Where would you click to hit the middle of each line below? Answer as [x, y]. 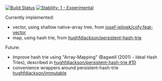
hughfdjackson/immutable [39, 73]
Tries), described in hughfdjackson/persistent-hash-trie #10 [74, 62]
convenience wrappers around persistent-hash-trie [65, 68]
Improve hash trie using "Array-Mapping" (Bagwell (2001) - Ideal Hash [85, 57]
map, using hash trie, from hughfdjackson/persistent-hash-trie [77, 38]
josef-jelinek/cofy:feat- [129, 27]
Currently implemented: [30, 17]
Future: [13, 47]
